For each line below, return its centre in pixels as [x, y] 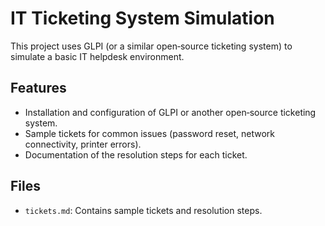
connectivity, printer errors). [83, 144]
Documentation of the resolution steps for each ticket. [136, 154]
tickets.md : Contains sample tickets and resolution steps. [143, 210]
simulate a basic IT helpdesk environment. [97, 56]
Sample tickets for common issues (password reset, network [149, 133]
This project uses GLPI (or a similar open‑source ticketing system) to [151, 46]
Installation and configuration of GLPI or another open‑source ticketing [170, 112]
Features [38, 88]
